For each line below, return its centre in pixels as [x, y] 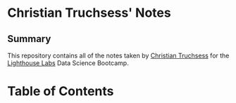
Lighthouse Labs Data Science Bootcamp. [68, 63]
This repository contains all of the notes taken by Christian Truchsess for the [118, 55]
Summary [29, 39]
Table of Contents [61, 91]
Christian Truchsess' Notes [89, 13]
